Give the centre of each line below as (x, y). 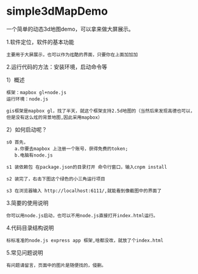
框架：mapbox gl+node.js (37, 92)
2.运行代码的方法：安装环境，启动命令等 (57, 67)
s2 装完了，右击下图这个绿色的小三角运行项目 (56, 179)
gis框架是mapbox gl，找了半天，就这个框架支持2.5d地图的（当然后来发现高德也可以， (101, 111)
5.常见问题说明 (25, 253)
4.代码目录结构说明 (30, 228)
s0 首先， (17, 142)
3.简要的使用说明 (27, 202)
